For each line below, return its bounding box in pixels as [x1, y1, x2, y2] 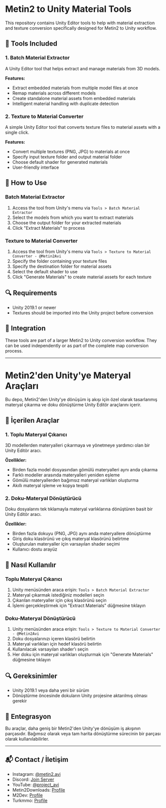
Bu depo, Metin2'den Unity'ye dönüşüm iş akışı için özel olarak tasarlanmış [5, 397, 158, 403]
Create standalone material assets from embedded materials [12, 95, 136, 101]
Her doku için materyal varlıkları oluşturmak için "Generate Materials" [12, 652, 154, 657]
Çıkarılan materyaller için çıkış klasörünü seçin [12, 598, 107, 604]
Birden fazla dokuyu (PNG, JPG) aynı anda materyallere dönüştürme [12, 531, 151, 537]
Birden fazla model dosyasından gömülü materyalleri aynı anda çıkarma [12, 467, 158, 473]
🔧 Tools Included [5, 40, 58, 48]
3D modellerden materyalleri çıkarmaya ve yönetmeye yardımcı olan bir [5, 442, 150, 449]
